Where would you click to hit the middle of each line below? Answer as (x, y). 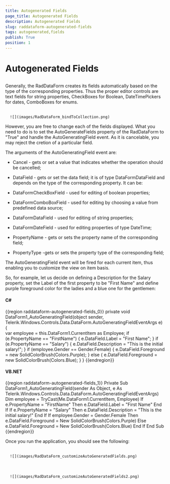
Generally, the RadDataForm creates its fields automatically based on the (81, 86)
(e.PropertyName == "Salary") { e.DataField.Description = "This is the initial (84, 344)
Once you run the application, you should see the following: (67, 441)
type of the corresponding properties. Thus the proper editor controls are (82, 91)
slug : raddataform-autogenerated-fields (49, 27)
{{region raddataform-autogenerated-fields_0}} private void (68, 312)
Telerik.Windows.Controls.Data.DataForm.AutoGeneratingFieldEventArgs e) (84, 322)
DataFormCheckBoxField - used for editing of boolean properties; (81, 193)
